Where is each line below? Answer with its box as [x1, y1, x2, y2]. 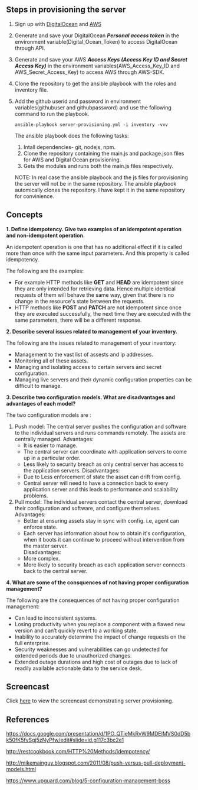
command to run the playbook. [14, 110, 90, 117]
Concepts [6, 210, 43, 220]
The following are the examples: [6, 267, 84, 274]
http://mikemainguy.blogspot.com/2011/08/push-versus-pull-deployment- [6, 759, 186, 766]
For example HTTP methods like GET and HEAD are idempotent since [14, 279, 184, 286]
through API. [14, 44, 45, 51]
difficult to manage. [14, 382, 62, 389]
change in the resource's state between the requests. [14, 297, 145, 305]
